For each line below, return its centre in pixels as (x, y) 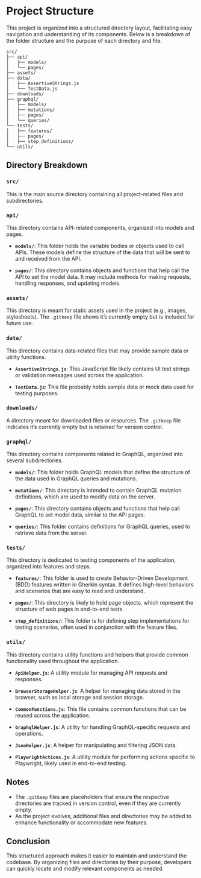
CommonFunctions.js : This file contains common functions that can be (100, 709)
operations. (29, 733)
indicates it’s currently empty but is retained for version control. (85, 427)
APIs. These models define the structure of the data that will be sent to (103, 252)
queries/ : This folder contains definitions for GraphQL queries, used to (103, 527)
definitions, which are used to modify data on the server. (85, 497)
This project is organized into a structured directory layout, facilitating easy (99, 28)
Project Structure (50, 11)
